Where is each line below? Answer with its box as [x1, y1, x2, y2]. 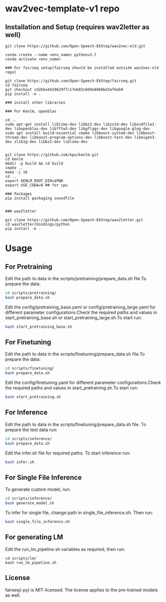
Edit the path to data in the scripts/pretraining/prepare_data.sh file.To [5, 276, 147, 281]
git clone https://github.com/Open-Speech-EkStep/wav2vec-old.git [5, 44, 146, 49]
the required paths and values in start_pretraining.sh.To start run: [5, 385, 138, 391]
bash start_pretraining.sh [5, 394, 61, 400]
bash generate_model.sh [5, 501, 55, 506]
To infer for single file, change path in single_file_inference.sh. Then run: [5, 510, 153, 516]
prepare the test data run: [5, 427, 58, 433]
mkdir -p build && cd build [5, 161, 64, 166]
